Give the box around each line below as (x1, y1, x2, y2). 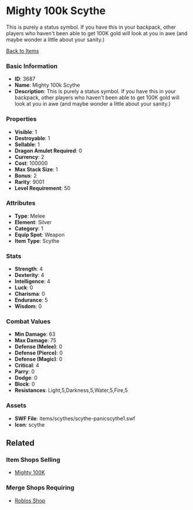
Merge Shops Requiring (6, 484, 75, 492)
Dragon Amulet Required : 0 (14, 147, 82, 154)
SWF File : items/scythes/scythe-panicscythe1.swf (14, 415, 136, 422)
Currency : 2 (14, 153, 45, 160)
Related (6, 438, 35, 448)
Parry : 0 (14, 368, 35, 375)
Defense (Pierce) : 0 (14, 349, 63, 356)
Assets (6, 401, 27, 410)
